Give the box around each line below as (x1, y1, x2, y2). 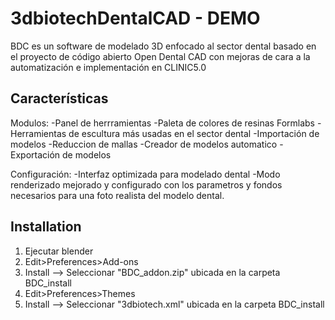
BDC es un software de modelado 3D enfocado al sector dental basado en (10, 40, 317, 52)
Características (10, 90, 109, 107)
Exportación (10, 148, 61, 161)
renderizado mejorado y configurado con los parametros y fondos (10, 178, 283, 191)
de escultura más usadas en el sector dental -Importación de (68, 127, 320, 139)
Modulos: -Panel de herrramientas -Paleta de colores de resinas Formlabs (10, 117, 315, 129)
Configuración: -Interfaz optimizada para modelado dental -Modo (10, 168, 281, 180)
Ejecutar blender (24, 245, 94, 257)
